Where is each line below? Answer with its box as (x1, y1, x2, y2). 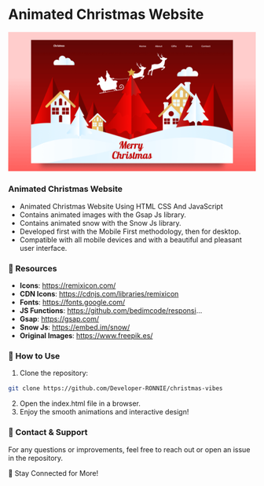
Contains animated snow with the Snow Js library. (19, 218, 182, 227)
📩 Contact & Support (8, 427, 88, 438)
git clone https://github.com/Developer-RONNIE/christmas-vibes (8, 385, 223, 392)
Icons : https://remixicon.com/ (19, 281, 116, 290)
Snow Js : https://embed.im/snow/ (19, 322, 130, 332)
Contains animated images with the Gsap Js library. (19, 210, 186, 219)
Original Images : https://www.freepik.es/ (19, 331, 153, 341)
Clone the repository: (19, 368, 89, 378)
